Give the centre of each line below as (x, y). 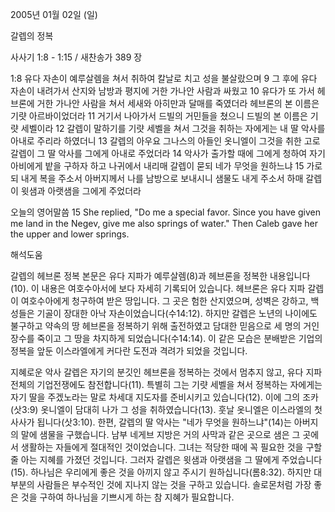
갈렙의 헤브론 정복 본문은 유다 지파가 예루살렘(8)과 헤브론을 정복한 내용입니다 (160, 276)
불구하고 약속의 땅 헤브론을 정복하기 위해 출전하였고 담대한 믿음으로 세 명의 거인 (165, 326)
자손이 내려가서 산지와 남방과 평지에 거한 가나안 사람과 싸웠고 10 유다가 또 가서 (162, 91)
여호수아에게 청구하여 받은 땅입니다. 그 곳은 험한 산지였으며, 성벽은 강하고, (164, 301)
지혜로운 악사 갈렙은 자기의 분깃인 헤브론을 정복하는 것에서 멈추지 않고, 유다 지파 (166, 372)
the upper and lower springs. (70, 234)
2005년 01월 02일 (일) (54, 14)
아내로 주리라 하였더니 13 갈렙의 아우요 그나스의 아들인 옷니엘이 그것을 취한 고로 (165, 141)
